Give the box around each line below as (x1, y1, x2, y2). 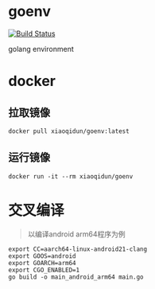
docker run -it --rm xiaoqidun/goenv (8, 172, 134, 181)
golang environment (8, 44, 74, 53)
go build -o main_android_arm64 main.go (8, 273, 145, 281)
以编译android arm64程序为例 (27, 229, 126, 239)
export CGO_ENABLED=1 (8, 266, 80, 274)
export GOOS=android (8, 252, 77, 260)
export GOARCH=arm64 (8, 259, 77, 267)
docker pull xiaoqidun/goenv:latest (8, 127, 130, 135)
